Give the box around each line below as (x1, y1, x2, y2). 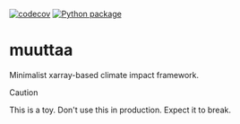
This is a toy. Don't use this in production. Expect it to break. (9, 104, 231, 115)
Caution (9, 86, 39, 98)
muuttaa (9, 40, 73, 60)
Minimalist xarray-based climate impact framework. (9, 69, 200, 80)
